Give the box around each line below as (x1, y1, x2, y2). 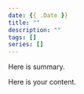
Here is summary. (8, 62, 65, 71)
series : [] (8, 41, 44, 49)
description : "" (8, 26, 61, 34)
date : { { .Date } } (8, 11, 68, 20)
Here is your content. (8, 78, 77, 87)
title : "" (8, 19, 41, 27)
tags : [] (8, 33, 37, 42)
